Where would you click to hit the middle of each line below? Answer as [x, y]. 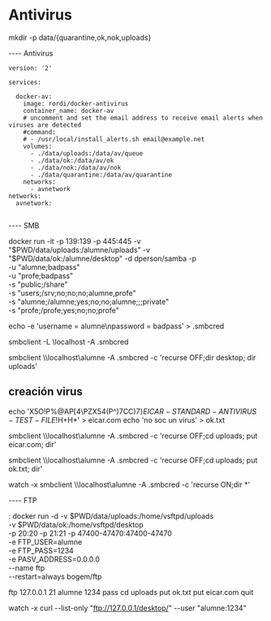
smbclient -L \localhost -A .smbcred [69, 341]
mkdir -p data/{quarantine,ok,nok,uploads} [80, 37]
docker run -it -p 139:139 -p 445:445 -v [75, 241]
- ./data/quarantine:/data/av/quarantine [101, 175]
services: [25, 82]
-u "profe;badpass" [41, 276]
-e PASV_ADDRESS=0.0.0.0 [54, 559]
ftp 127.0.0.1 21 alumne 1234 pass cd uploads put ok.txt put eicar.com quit [131, 592]
